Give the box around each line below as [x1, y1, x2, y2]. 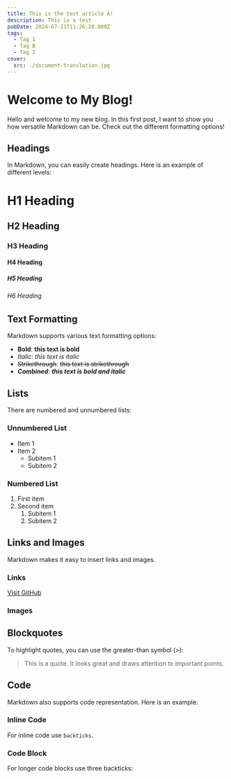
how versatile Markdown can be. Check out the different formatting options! [7, 122, 225, 131]
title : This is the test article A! [7, 10, 113, 17]
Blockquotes [7, 627, 63, 639]
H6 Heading [7, 291, 42, 300]
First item [17, 495, 45, 503]
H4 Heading [7, 258, 43, 266]
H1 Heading [7, 193, 75, 209]
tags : [7, 29, 23, 37]
